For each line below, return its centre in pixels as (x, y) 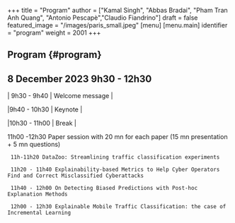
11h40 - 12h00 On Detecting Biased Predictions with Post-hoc (104, 188)
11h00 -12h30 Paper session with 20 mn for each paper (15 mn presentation (117, 137)
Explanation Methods (38, 194)
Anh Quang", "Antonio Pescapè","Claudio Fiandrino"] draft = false (103, 18)
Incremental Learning (39, 213)
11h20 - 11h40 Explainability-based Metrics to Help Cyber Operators (115, 170)
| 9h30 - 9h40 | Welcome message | (60, 96)
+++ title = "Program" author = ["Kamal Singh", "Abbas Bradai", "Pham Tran (117, 10)
